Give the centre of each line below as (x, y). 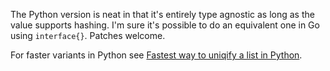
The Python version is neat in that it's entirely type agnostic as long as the (162, 14)
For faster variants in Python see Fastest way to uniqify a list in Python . (156, 55)
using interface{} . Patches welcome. (88, 35)
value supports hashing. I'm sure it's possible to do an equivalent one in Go (165, 25)
